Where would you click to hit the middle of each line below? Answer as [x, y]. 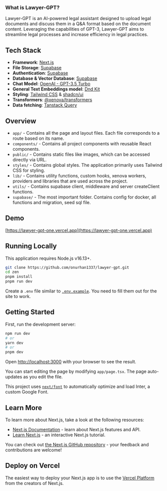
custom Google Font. [27, 392]
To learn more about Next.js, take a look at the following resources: [75, 420]
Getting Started [30, 312]
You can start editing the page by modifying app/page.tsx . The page [76, 371]
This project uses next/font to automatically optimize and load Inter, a [78, 386]
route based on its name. [38, 138]
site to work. [18, 297]
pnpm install [19, 277]
